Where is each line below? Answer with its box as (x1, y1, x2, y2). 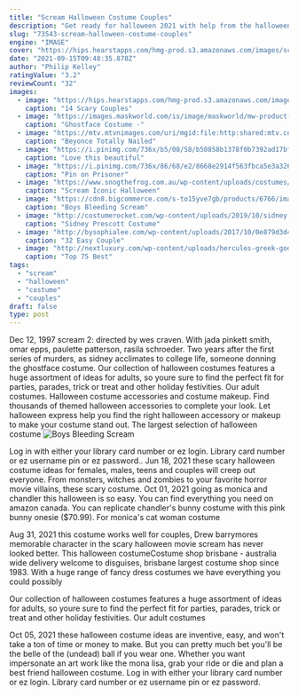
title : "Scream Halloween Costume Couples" (9, 12, 173, 22)
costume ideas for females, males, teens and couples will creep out (9, 465, 255, 476)
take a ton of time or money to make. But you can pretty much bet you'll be (9, 639, 283, 650)
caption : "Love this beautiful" (25, 153, 145, 162)
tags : (9, 261, 29, 270)
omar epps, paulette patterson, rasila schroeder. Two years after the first (9, 344, 275, 355)
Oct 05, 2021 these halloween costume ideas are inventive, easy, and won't (9, 629, 285, 640)
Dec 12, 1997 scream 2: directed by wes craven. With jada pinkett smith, (9, 335, 272, 345)
